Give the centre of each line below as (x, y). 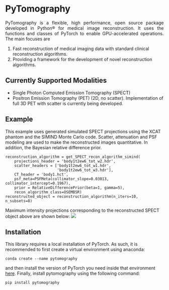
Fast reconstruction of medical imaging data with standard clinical (81, 48)
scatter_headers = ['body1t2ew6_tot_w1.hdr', (63, 165)
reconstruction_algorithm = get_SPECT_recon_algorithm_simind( (73, 157)
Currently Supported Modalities (56, 80)
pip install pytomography (32, 283)
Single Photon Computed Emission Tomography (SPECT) (71, 93)
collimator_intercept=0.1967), (38, 183)
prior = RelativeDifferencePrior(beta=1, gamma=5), (69, 188)
